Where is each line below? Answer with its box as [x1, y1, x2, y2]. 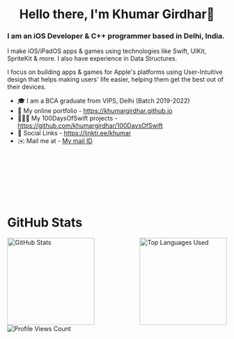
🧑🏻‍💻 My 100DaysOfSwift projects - [17, 114, 118, 123]
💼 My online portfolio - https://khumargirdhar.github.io [17, 107, 173, 115]
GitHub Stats [7, 214, 83, 230]
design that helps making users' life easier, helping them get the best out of [7, 75, 224, 84]
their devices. [7, 83, 47, 91]
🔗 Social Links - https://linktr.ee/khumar [17, 129, 132, 137]
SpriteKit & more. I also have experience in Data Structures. [7, 54, 178, 63]
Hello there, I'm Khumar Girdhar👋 [19, 6, 215, 22]
